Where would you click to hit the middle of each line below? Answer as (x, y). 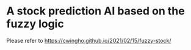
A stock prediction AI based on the (95, 11)
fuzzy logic (35, 24)
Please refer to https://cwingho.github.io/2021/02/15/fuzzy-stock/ (89, 40)
